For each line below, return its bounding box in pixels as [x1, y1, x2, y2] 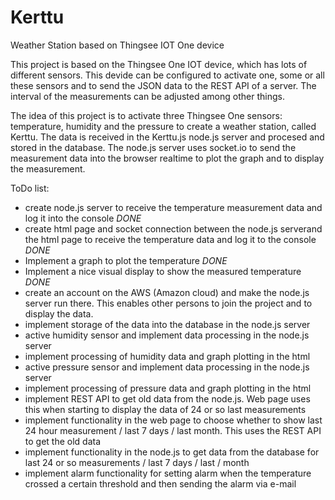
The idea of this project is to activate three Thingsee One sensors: [10, 109, 283, 121]
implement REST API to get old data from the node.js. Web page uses [24, 392, 311, 405]
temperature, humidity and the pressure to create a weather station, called [10, 120, 317, 132]
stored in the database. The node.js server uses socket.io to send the [10, 141, 297, 153]
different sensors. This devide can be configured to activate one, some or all [10, 69, 325, 81]
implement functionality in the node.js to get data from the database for [24, 446, 320, 458]
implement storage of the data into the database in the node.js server [24, 318, 311, 330]
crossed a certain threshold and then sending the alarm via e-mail [24, 477, 297, 490]
